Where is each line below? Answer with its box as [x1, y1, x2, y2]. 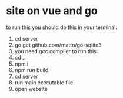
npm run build [14, 66, 49, 73]
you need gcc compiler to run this [14, 47, 97, 54]
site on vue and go [6, 4, 98, 18]
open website [14, 85, 48, 92]
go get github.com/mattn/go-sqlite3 [14, 41, 102, 48]
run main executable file [14, 79, 74, 86]
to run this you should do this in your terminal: [6, 24, 118, 31]
